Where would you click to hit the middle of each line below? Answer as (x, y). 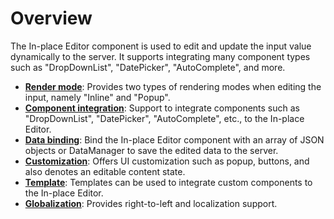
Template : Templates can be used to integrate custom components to (168, 182)
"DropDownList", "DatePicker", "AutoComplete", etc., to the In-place (164, 118)
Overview (51, 18)
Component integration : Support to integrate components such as (162, 108)
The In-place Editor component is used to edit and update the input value (161, 46)
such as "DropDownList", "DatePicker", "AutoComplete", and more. (148, 67)
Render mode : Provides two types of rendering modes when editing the (173, 86)
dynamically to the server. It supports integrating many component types (160, 56)
